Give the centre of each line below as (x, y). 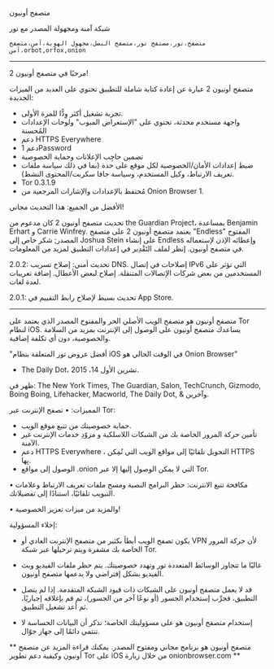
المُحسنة (34, 131)
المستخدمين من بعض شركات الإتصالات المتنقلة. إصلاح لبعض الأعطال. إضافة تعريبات (135, 273)
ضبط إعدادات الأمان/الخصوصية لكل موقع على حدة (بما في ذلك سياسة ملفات (137, 165)
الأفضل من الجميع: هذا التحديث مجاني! (67, 207)
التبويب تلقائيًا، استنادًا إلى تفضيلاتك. (62, 493)
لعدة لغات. (25, 282)
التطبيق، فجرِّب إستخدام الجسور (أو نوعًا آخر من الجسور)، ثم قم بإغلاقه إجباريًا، (139, 598)
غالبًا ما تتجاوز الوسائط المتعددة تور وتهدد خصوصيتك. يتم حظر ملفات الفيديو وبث (141, 565)
